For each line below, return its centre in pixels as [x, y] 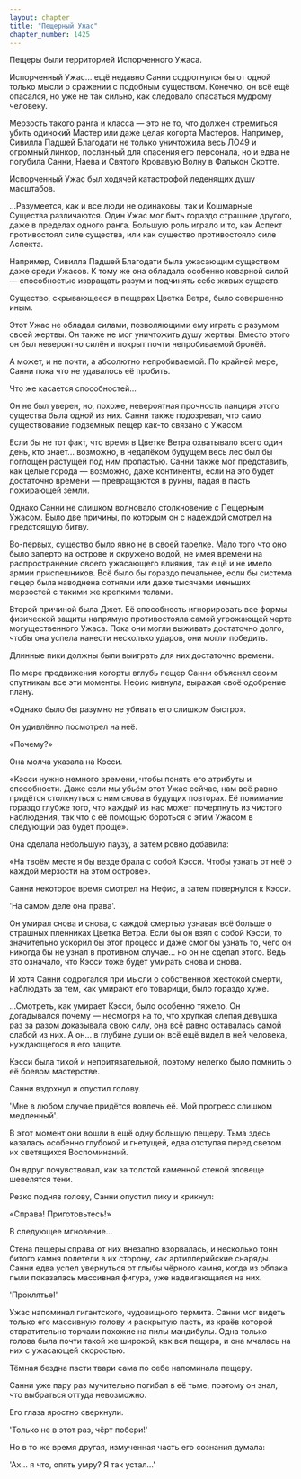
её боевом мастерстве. [55, 1072]
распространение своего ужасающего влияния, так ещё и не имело [141, 564]
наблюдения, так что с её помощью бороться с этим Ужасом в [131, 817]
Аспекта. [27, 245]
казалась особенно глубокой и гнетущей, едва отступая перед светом [146, 1143]
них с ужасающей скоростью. [67, 1350]
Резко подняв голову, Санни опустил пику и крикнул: [111, 1197]
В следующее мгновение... [61, 1232]
